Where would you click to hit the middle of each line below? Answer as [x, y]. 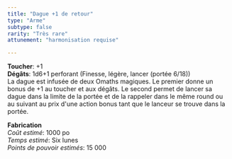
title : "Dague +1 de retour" [50, 14]
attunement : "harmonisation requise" [63, 40]
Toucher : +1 [25, 66]
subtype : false [30, 27]
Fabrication [25, 125]
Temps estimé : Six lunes [43, 140]
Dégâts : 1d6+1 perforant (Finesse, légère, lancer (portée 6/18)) [99, 74]
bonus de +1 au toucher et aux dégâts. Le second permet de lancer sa [110, 89]
